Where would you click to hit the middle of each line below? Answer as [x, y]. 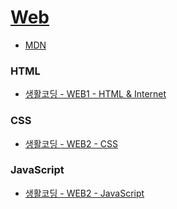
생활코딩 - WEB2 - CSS [71, 143]
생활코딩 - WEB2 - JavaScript [84, 193]
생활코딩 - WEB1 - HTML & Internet [95, 94]
